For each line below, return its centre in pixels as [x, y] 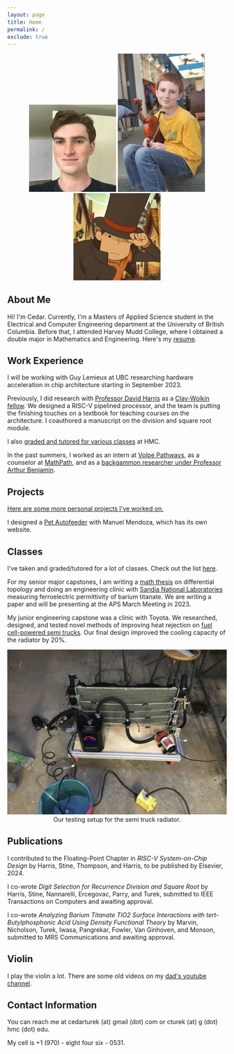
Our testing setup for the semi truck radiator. [117, 820]
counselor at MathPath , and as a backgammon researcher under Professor [114, 462]
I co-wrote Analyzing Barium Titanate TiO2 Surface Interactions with [106, 914]
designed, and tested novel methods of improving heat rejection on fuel [110, 625]
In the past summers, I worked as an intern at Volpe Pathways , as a [103, 455]
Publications [35, 842]
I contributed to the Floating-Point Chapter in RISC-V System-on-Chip [107, 858]
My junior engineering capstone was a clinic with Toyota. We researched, [112, 618]
